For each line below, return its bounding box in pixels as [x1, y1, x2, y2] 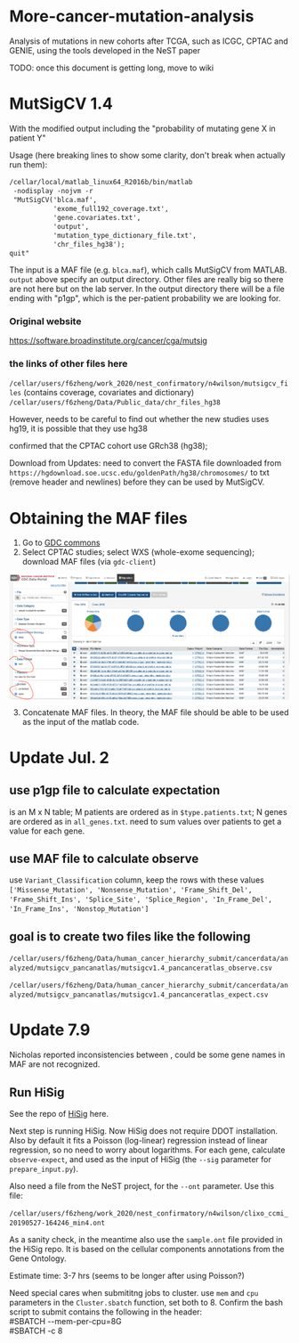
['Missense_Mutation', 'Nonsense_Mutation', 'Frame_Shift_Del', [9, 886, 253, 895]
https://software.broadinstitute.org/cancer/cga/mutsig [9, 336, 207, 346]
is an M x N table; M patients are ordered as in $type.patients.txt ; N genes [9, 806, 287, 817]
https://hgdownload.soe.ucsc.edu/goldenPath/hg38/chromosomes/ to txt [9, 468, 270, 478]
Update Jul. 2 [9, 747, 109, 768]
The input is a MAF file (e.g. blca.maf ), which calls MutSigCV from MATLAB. [9, 265, 287, 275]
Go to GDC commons [21, 537, 101, 549]
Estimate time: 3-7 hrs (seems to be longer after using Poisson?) [9, 1270, 245, 1281]
